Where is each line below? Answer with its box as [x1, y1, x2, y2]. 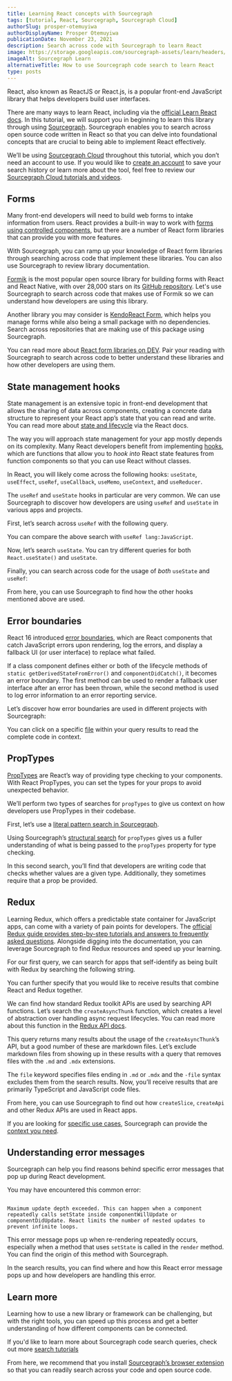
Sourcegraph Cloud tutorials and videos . [7, 173, 122, 181]
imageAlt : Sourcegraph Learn [7, 55, 91, 62]
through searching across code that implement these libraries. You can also [7, 254, 222, 263]
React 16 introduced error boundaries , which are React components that [7, 633, 213, 642]
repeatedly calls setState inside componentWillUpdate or [7, 1211, 177, 1218]
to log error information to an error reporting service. [7, 691, 157, 699]
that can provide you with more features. [7, 234, 123, 242]
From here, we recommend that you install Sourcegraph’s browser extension [7, 1359, 224, 1367]
